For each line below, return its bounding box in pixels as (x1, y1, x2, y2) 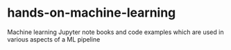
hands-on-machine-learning (7, 5, 176, 21)
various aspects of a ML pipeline (7, 35, 101, 43)
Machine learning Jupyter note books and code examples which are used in (7, 28, 224, 36)
